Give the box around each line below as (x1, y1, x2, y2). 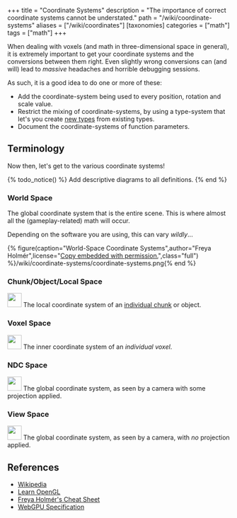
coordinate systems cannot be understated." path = (7, 13, 158, 22)
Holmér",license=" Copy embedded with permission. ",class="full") (7, 251, 199, 260)
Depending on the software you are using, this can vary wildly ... (7, 230, 193, 239)
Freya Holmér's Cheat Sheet (17, 495, 100, 504)
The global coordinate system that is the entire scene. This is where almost (7, 209, 226, 218)
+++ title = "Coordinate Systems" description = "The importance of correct (7, 6, 226, 14)
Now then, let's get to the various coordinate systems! (7, 161, 165, 170)
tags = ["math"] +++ (7, 28, 67, 37)
